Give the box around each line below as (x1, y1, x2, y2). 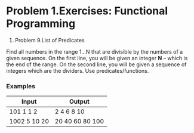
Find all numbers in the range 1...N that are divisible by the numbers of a (6, 48, 183, 55)
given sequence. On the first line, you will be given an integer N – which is (6, 54, 188, 61)
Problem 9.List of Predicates (14, 36, 85, 44)
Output (69, 97, 90, 106)
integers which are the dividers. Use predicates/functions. (6, 67, 149, 74)
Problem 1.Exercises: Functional (6, 4, 168, 18)
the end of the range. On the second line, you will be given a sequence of (6, 61, 187, 68)
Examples (6, 82, 36, 90)
